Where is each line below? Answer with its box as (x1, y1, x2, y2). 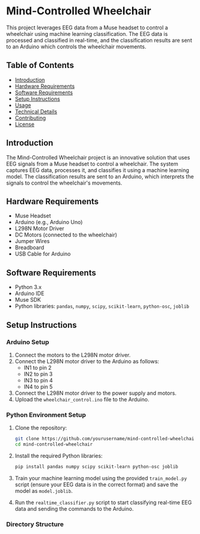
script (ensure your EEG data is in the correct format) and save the (14, 481, 179, 488)
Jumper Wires (14, 238, 50, 245)
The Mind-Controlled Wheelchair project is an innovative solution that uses (6, 154, 190, 161)
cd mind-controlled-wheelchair (14, 441, 93, 447)
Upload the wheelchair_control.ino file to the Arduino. (14, 395, 149, 403)
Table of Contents (6, 60, 75, 70)
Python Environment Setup (6, 410, 87, 419)
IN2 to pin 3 (23, 370, 53, 378)
